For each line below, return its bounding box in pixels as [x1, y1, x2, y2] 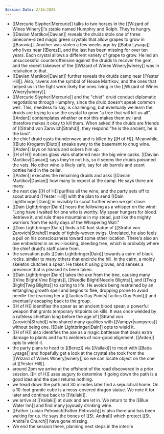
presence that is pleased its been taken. [12, 266, 93, 272]
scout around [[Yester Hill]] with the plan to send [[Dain [12, 193, 124, 199]
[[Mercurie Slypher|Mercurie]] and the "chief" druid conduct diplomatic [12, 94, 157, 100]
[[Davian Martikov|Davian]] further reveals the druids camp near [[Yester [12, 73, 159, 79]
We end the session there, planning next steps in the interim [12, 423, 134, 429]
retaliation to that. [12, 67, 48, 74]
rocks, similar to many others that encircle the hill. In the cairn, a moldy [12, 256, 155, 262]
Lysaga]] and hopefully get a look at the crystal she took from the [12, 350, 144, 356]
